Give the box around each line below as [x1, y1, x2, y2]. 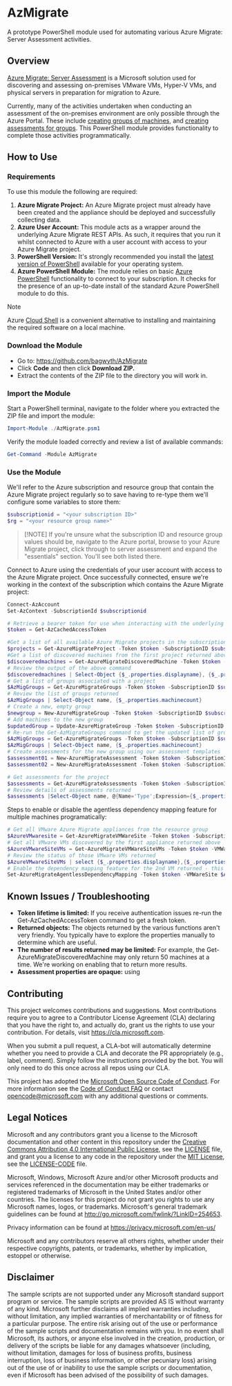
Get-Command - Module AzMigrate [7, 451, 97, 458]
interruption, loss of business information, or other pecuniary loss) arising [7, 1356, 217, 1365]
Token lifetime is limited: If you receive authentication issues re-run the [17, 909, 222, 917]
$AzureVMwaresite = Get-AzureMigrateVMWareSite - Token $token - [7, 833, 196, 840]
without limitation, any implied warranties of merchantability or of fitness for [7, 1312, 223, 1320]
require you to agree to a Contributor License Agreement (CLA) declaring [7, 1013, 215, 1022]
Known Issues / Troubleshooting [7, 890, 151, 902]
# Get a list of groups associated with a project [7, 677, 156, 685]
